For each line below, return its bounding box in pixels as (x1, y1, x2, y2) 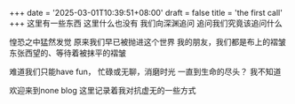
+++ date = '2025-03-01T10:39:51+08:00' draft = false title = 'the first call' (9, 8, 283, 18)
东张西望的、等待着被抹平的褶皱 (9, 48, 126, 58)
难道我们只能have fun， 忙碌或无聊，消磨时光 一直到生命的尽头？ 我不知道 (9, 66, 282, 77)
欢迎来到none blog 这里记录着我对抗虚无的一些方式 (9, 85, 196, 95)
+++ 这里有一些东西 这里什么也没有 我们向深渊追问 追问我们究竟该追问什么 (9, 18, 283, 28)
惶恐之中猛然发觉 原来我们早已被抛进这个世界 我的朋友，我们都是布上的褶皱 (9, 37, 286, 47)
